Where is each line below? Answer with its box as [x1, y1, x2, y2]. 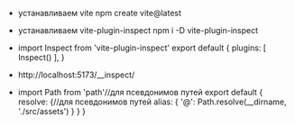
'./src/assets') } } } [17, 106, 87, 116]
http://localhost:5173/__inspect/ [17, 69, 135, 80]
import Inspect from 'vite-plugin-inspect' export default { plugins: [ [17, 42, 267, 53]
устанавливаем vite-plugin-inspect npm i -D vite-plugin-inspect [17, 25, 259, 35]
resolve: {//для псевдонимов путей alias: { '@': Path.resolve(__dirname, [17, 96, 287, 107]
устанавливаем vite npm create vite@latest [17, 8, 182, 18]
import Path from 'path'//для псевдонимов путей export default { [17, 87, 263, 97]
